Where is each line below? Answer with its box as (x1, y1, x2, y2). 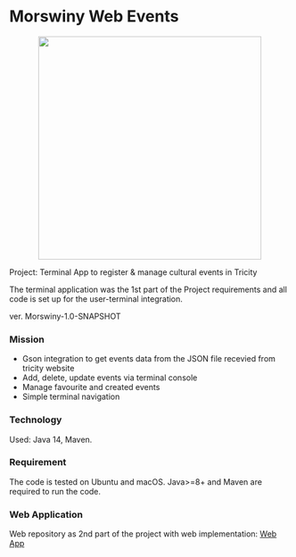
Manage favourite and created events (21, 382, 160, 393)
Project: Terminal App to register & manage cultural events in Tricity (9, 266, 258, 278)
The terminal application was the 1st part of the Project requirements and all (9, 284, 288, 295)
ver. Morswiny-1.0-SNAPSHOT (9, 311, 121, 321)
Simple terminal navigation (21, 391, 120, 403)
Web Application (9, 508, 83, 520)
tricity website (21, 363, 75, 374)
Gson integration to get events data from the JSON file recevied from (21, 353, 276, 364)
